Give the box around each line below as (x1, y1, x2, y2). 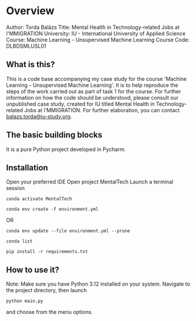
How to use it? (6, 264, 59, 275)
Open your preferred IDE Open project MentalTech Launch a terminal (6, 178, 174, 185)
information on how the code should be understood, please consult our (6, 94, 179, 101)
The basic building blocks (6, 130, 103, 140)
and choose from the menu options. (6, 309, 93, 316)
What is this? (6, 60, 55, 70)
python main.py (6, 298, 44, 304)
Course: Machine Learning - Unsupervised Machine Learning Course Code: (6, 36, 190, 43)
